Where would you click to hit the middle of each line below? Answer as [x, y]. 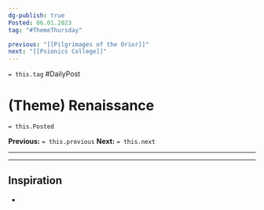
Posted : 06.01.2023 [40, 23]
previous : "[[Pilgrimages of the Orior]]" [79, 44]
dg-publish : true [37, 15]
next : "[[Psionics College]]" [58, 52]
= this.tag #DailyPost [44, 74]
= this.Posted [31, 127]
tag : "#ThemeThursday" [45, 30]
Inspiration [35, 181]
